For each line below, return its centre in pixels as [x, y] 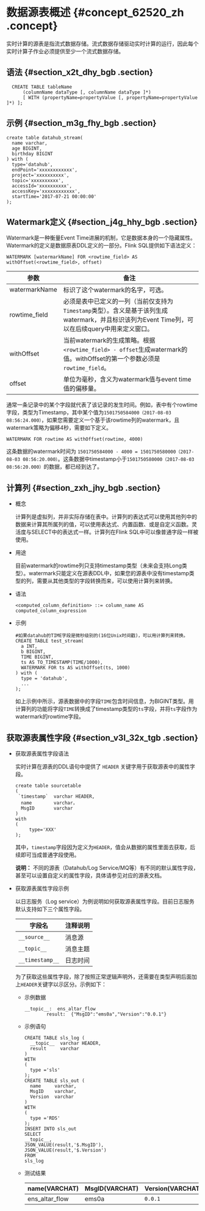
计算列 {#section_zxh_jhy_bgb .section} [84, 488]
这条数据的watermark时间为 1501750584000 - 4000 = [72, 451]
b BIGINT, [33, 652]
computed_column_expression [51, 611]
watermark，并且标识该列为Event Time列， [125, 320]
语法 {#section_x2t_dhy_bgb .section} [80, 72]
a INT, [29, 646]
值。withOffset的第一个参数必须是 [112, 359]
